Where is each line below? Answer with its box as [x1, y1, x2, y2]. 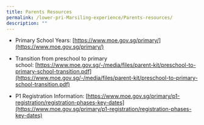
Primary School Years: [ [15, 37, 75, 44]
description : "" [6, 20, 47, 26]
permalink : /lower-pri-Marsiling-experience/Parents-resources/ [6, 15, 173, 21]
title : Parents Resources [6, 8, 72, 15]
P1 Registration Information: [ [15, 92, 88, 100]
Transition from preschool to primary [15, 55, 108, 62]
